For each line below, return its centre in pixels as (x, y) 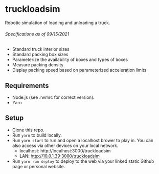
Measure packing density (38, 65)
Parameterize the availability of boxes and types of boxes (70, 59)
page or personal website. (38, 166)
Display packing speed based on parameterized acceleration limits (79, 70)
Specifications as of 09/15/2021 (37, 34)
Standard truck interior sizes (41, 49)
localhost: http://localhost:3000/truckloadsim (65, 150)
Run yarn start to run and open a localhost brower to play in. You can (83, 140)
